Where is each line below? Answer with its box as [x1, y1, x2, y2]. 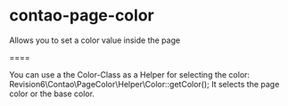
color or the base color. [9, 88, 95, 99]
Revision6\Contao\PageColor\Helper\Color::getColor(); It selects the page [9, 78, 280, 89]
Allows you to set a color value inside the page [9, 35, 181, 45]
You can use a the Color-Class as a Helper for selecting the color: [9, 69, 251, 80]
